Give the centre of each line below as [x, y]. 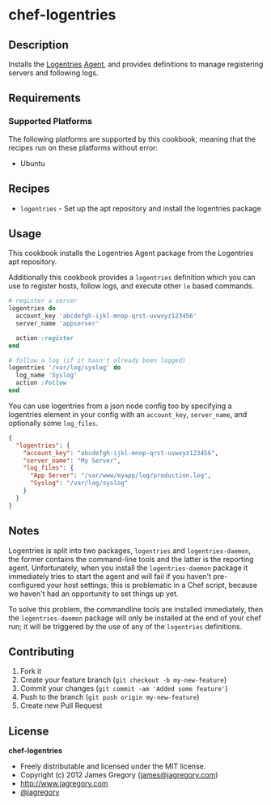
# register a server [43, 301]
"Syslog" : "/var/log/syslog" [79, 483]
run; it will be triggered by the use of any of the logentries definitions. [125, 626]
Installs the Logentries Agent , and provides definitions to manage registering [136, 64]
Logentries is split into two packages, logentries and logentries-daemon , [130, 550]
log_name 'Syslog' [47, 375]
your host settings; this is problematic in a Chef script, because [152, 585]
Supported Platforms [51, 121]
